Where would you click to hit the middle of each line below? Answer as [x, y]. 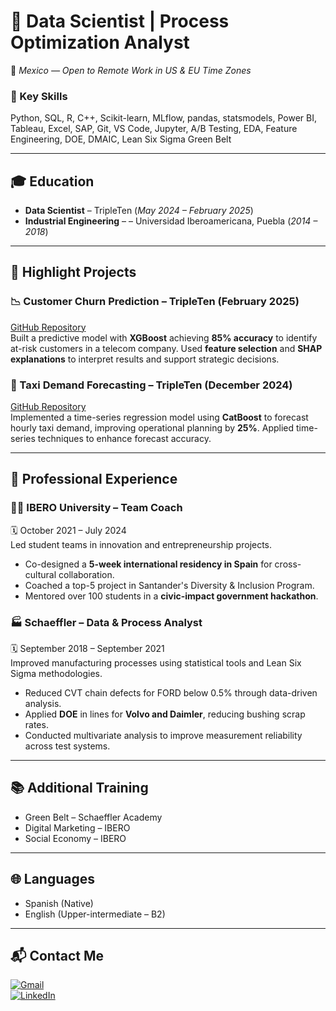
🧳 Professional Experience [94, 479]
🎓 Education [52, 181]
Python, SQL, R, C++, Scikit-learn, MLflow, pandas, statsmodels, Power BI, [163, 118]
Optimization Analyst [100, 42]
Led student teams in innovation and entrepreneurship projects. [141, 544]
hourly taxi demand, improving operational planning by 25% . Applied [152, 428]
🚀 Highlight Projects [73, 272]
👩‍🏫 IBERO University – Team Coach [96, 508]
